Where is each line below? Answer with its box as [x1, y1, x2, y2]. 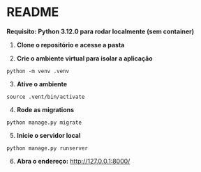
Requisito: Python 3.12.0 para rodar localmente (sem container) [6, 27, 195, 36]
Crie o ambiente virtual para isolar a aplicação [16, 54, 153, 63]
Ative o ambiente [16, 79, 68, 88]
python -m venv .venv [6, 68, 70, 75]
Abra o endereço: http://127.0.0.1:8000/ [16, 157, 131, 165]
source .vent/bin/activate [6, 93, 85, 100]
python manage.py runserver [6, 144, 89, 152]
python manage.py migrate [6, 119, 82, 126]
